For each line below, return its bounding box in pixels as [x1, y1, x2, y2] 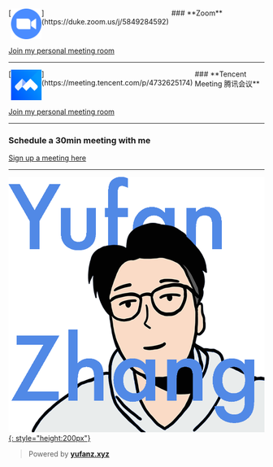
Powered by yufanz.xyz [28, 448, 110, 459]
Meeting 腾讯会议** [194, 79, 260, 89]
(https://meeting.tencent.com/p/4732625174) [41, 78, 193, 88]
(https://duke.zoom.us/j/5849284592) [41, 17, 169, 27]
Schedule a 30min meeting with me [8, 135, 151, 146]
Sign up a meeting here [8, 153, 87, 163]
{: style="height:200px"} [8, 433, 91, 443]
